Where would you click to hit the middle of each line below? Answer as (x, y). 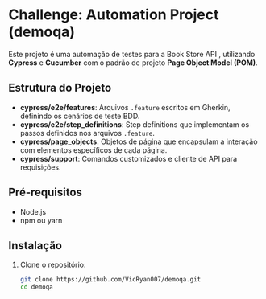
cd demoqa (37, 287)
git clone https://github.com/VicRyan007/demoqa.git (110, 280)
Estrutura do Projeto (60, 88)
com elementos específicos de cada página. (94, 149)
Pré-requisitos (46, 193)
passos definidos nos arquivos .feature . (87, 133)
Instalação (35, 246)
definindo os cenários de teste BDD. (80, 116)
